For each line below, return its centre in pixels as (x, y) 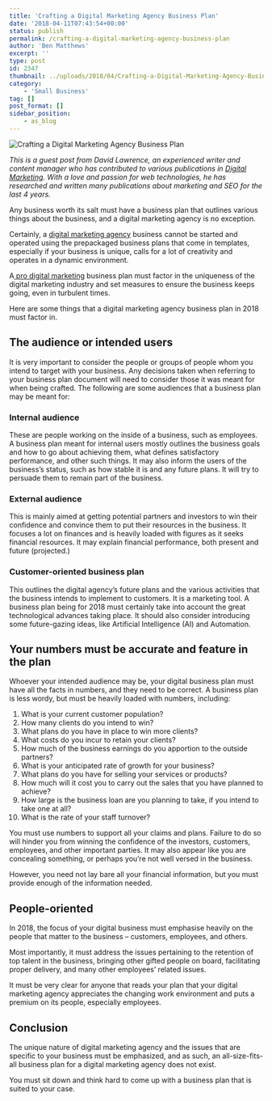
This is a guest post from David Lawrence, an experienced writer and (125, 159)
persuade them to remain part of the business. (86, 477)
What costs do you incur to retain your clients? (98, 740)
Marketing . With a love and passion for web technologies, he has (118, 177)
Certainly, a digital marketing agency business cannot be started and (123, 234)
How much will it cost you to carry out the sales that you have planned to (142, 783)
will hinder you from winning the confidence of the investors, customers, (130, 841)
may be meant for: (40, 396)
